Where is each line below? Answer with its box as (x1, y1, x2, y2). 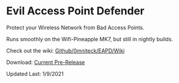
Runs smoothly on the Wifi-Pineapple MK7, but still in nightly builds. (6, 35, 173, 42)
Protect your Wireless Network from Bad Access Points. (6, 24, 145, 31)
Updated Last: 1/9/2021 (6, 70, 64, 77)
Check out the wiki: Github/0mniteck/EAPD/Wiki (6, 47, 125, 54)
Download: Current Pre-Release (6, 59, 85, 66)
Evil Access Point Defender (6, 4, 145, 18)
